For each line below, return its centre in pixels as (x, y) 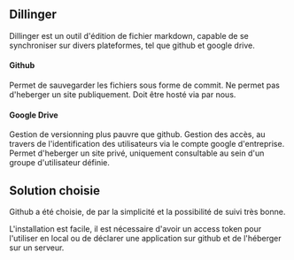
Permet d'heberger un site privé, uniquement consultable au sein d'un (137, 153)
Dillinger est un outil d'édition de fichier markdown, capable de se (129, 35)
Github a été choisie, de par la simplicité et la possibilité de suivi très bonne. (147, 212)
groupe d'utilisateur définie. (60, 163)
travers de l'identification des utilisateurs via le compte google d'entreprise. (147, 144)
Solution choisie (54, 191)
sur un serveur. (37, 248)
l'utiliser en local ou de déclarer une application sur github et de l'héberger (145, 239)
